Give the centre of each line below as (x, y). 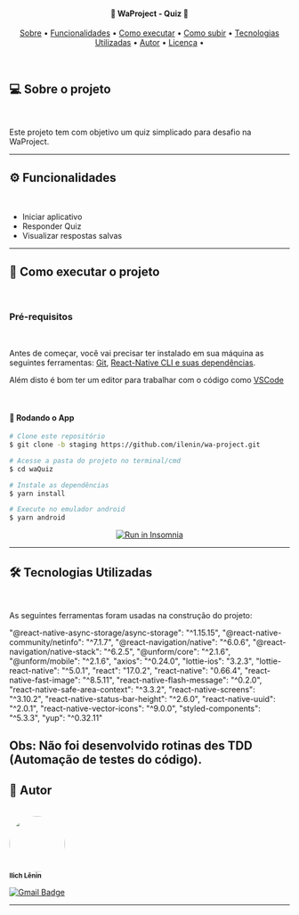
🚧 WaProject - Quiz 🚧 (149, 13)
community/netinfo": (47, 641)
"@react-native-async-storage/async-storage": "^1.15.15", (115, 633)
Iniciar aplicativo (52, 216)
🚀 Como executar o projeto (85, 272)
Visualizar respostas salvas (72, 235)
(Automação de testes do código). (106, 760)
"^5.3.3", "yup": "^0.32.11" (56, 717)
